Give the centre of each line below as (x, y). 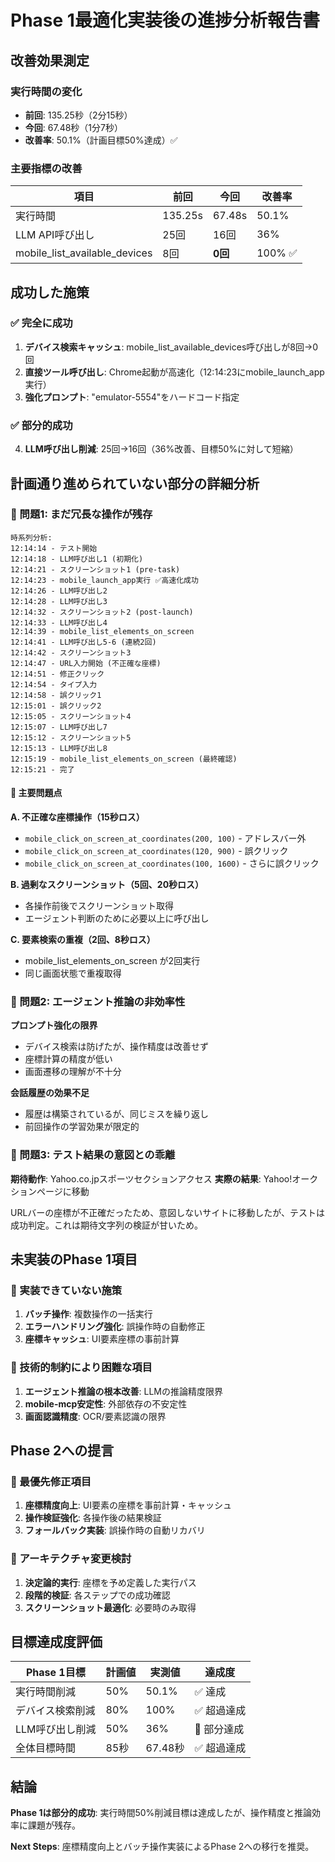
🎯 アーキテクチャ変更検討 (71, 1559)
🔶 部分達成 (219, 1729)
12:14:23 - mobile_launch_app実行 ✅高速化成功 (104, 580)
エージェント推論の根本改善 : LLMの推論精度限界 (123, 1391)
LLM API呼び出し (55, 235)
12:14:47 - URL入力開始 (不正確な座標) (86, 663)
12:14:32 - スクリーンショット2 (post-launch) (102, 612)
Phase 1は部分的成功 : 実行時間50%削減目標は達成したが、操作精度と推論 (161, 1813)
